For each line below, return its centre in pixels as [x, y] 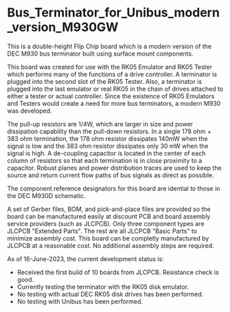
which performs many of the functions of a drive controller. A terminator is [112, 74]
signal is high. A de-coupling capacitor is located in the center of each [106, 153]
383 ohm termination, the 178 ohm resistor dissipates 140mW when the [107, 138]
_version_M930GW [63, 27]
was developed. [30, 111]
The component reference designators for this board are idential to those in [114, 188]
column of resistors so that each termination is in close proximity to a [105, 160]
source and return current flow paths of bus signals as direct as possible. [111, 175]
